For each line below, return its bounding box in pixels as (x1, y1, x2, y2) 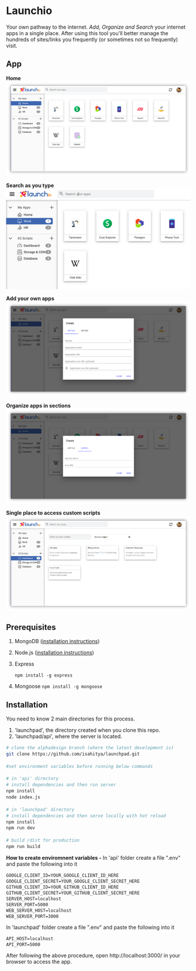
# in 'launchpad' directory (6, 807, 75, 812)
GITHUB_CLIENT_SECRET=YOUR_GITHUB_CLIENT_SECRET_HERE (6, 890, 140, 896)
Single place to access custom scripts (6, 509, 101, 516)
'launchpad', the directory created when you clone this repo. (14, 727, 161, 734)
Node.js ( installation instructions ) (14, 649, 95, 656)
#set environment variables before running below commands (6, 763, 153, 769)
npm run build (6, 844, 41, 850)
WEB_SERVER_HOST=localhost (6, 907, 72, 914)
